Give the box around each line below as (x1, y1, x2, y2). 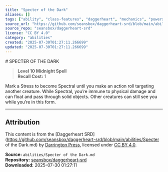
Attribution (5, 118, 40, 126)
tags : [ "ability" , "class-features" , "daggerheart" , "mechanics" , (5, 16, 146, 21)
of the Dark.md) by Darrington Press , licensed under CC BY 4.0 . (5, 142, 137, 148)
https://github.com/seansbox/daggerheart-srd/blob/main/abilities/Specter (6, 136, 159, 142)
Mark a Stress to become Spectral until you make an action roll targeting (5, 83, 154, 89)
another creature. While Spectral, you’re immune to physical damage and (5, 88, 156, 94)
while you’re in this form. (5, 98, 56, 105)
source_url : (5, 21, 30, 26)
